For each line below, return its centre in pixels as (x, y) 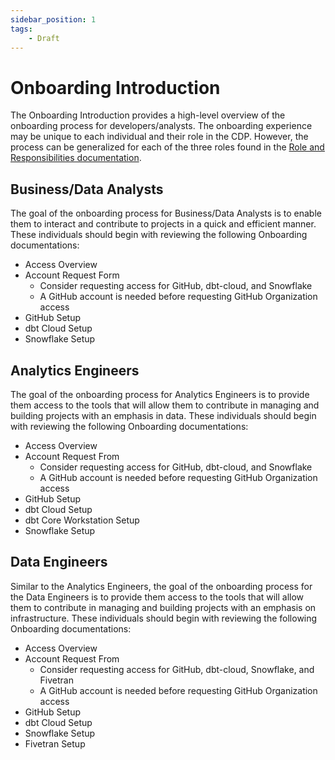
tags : (21, 29)
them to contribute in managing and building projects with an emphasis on (163, 607)
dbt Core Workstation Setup (82, 520)
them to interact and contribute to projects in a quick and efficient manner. (163, 224)
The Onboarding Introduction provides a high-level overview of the (148, 115)
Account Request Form (72, 275)
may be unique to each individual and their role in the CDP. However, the (159, 137)
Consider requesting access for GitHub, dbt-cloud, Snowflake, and (177, 669)
